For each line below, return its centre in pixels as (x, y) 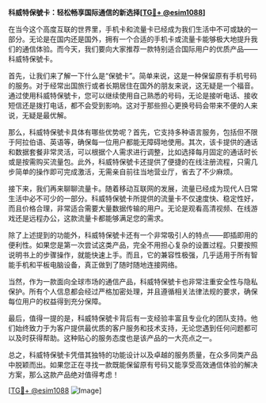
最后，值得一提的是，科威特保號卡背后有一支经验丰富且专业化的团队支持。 (129, 318)
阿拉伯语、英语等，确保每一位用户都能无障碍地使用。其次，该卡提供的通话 (136, 142)
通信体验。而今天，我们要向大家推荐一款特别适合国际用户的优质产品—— (140, 49)
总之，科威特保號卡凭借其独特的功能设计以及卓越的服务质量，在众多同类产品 (133, 355)
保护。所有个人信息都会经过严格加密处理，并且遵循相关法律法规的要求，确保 (133, 291)
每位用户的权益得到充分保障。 (57, 301)
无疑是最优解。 (46, 115)
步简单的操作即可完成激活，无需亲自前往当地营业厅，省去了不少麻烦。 (123, 172)
